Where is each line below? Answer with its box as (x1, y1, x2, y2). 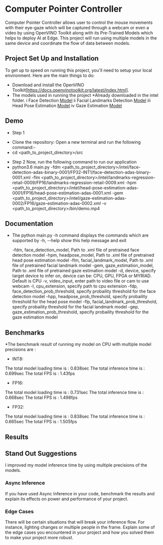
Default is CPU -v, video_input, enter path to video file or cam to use (12, 278, 149, 284)
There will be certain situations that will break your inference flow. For (5, 519, 145, 525)
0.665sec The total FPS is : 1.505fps (5, 419, 77, 425)
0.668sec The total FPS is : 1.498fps (5, 395, 78, 400)
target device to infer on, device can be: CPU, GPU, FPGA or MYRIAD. (12, 273, 152, 279)
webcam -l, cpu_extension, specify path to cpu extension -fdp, (12, 283, 138, 289)
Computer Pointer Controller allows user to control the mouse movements (5, 19, 153, 25)
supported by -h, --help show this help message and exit (12, 238, 127, 244)
